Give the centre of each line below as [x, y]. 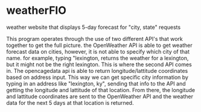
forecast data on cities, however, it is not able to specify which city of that [98, 51]
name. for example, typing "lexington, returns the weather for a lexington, [97, 58]
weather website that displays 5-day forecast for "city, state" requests [94, 27]
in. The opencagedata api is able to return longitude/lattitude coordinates [97, 70]
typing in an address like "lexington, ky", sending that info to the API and [96, 83]
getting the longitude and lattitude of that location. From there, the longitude [101, 90]
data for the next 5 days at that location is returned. [70, 102]
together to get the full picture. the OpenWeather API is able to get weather [100, 45]
